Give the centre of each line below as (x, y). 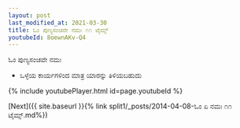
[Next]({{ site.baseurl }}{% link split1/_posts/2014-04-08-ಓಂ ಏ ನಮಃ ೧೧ (120, 106)
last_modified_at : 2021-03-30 (58, 23)
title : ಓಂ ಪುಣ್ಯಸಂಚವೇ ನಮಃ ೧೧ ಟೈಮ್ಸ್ (58, 30)
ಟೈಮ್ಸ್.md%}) (28, 115)
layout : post (30, 15)
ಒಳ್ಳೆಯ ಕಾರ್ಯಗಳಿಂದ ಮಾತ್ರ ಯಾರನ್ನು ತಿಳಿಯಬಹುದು (81, 75)
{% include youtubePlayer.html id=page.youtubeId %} (96, 91)
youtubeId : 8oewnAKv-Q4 (47, 37)
